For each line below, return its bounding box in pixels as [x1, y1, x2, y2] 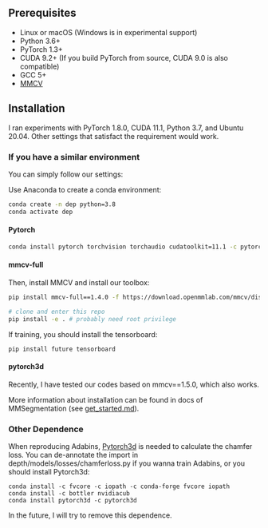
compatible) [19, 62, 60, 71]
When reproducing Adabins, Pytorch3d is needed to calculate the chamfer [8, 442, 253, 451]
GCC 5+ [19, 69, 47, 79]
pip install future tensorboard [8, 345, 116, 353]
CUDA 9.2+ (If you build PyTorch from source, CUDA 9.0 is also [19, 53, 229, 62]
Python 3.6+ [19, 36, 61, 46]
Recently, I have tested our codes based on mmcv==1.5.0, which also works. [8, 379, 259, 389]
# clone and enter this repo [8, 308, 105, 316]
